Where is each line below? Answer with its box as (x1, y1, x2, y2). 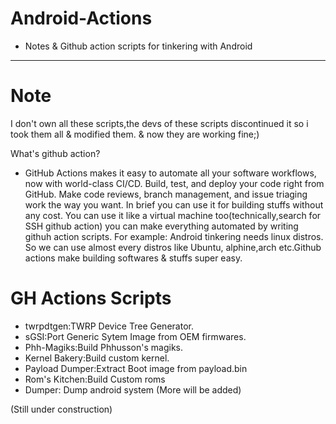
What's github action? (10, 147, 101, 159)
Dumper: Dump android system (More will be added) (24, 383, 242, 396)
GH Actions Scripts (10, 287, 172, 310)
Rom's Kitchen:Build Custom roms (24, 373, 166, 385)
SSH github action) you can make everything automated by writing (24, 220, 299, 232)
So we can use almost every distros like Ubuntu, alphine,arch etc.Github (24, 241, 322, 253)
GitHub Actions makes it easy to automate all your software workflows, (24, 167, 317, 179)
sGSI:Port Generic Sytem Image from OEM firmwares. (24, 330, 247, 342)
